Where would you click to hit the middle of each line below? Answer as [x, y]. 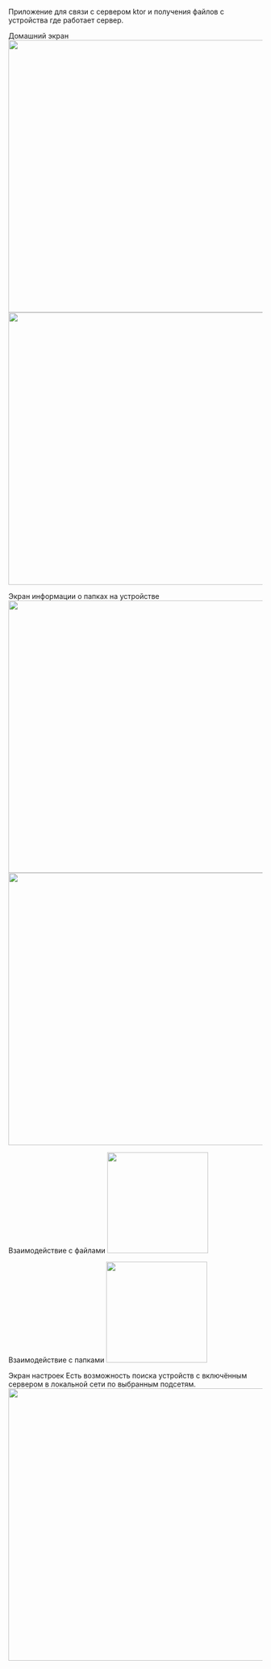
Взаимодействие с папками [56, 1360]
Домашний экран [39, 36]
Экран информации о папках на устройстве [84, 596]
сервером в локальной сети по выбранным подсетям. [102, 1384]
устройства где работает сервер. [66, 20]
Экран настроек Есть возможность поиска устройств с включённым [128, 1376]
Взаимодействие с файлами [57, 1251]
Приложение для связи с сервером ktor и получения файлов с [116, 12]
